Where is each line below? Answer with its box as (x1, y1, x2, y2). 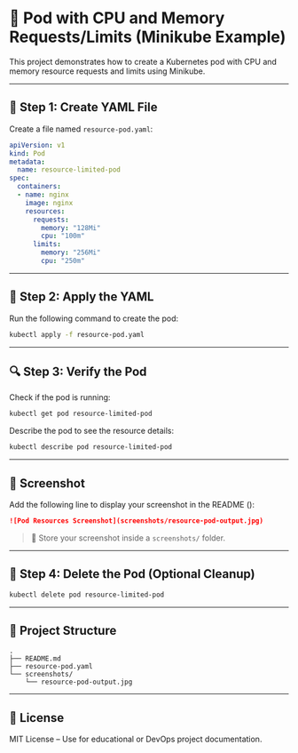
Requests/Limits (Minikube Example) (9, 27, 286, 47)
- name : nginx (17, 190, 69, 199)
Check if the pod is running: (9, 392, 111, 403)
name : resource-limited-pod (17, 165, 122, 174)
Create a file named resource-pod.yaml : (9, 124, 153, 134)
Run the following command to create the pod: (9, 313, 179, 324)
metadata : (9, 157, 46, 166)
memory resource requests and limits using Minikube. (9, 66, 206, 76)
